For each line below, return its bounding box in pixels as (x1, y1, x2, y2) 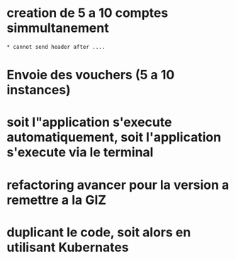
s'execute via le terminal (6, 144, 154, 161)
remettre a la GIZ (6, 192, 107, 208)
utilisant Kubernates (6, 239, 129, 255)
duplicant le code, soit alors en (6, 224, 191, 240)
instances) (6, 82, 72, 98)
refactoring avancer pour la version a (6, 177, 230, 192)
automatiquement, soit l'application (6, 129, 221, 146)
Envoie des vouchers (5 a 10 (6, 67, 175, 83)
